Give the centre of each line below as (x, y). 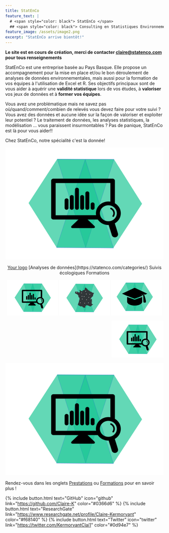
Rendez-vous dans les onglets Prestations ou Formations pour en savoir (80, 483)
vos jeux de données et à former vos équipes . (53, 94)
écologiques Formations (84, 273)
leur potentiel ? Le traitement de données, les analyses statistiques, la (77, 120)
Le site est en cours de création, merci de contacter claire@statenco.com (83, 52)
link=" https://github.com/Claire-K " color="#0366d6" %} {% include (75, 503)
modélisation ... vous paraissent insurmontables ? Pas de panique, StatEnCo (84, 125)
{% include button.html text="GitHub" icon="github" (59, 498)
